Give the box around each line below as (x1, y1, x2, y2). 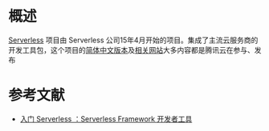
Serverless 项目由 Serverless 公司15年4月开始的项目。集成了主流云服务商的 (8, 35, 259, 45)
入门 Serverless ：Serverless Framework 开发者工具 (19, 113, 193, 124)
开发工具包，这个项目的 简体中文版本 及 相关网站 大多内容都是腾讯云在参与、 (8, 45, 255, 54)
